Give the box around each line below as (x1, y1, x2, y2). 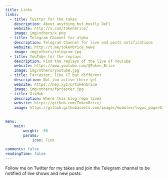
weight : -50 (23, 128, 48, 133)
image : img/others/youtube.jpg (14, 68, 79, 73)
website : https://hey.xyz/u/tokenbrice (14, 82, 97, 87)
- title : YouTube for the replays (9, 54, 81, 59)
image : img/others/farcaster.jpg (14, 86, 84, 92)
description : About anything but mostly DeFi (14, 21, 111, 27)
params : (23, 133, 39, 138)
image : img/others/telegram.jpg (14, 49, 81, 54)
